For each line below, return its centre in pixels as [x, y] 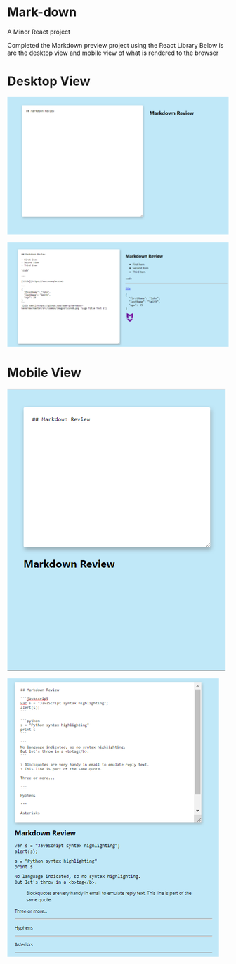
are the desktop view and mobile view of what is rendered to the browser [113, 53]
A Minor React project [39, 32]
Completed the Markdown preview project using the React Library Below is [116, 45]
